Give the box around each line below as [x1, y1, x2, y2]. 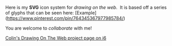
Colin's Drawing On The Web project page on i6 [5, 35, 107, 41]
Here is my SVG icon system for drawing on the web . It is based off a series [5, 5, 167, 10]
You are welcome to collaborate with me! [5, 25, 92, 31]
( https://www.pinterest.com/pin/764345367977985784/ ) [5, 15, 126, 21]
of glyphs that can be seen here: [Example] [5, 10, 97, 16]
